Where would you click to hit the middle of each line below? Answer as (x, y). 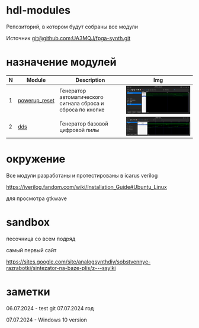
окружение (36, 159)
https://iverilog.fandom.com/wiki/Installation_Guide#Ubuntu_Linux (86, 186)
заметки (28, 292)
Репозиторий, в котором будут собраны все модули (72, 27)
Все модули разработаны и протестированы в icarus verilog (82, 175)
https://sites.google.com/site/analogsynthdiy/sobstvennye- (78, 262)
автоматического (81, 97)
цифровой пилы (79, 130)
